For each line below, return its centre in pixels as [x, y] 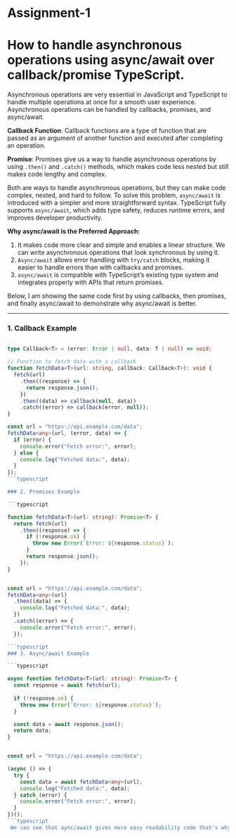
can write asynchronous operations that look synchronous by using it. [118, 253]
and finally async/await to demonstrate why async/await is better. [102, 303]
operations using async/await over [111, 60]
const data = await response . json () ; [69, 724]
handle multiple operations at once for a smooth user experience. [102, 102]
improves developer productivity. [55, 218]
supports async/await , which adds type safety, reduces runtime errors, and [116, 210]
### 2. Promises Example [44, 492]
